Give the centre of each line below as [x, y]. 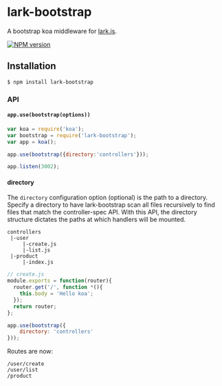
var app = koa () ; [32, 142]
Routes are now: [30, 352]
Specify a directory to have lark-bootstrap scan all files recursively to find [111, 205]
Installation [32, 66]
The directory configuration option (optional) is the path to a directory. [108, 198]
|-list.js [36, 250]
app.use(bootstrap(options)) [49, 115]
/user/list [23, 370]
